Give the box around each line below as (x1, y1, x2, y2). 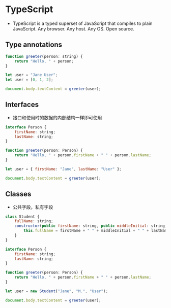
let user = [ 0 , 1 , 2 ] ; (5, 77, 53, 82)
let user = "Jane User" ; (5, 73, 58, 78)
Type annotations (5, 41, 63, 49)
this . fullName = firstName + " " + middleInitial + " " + (23, 228, 149, 233)
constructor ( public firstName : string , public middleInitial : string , (14, 223, 167, 229)
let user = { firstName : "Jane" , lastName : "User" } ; (5, 166, 122, 172)
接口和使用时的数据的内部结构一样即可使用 (12, 114, 102, 120)
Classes (5, 190, 32, 198)
